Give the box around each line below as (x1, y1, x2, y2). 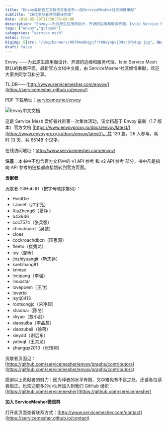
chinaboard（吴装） (12, 225, 54, 231)
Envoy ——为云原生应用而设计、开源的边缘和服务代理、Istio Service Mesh (5, 58, 157, 65)
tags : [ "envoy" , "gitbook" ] (5, 26, 61, 31)
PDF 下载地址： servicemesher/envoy (5, 97, 81, 103)
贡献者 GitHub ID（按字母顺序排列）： (5, 185, 81, 191)
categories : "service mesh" (5, 30, 64, 35)
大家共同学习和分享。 (5, 71, 49, 77)
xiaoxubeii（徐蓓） (12, 326, 51, 332)
